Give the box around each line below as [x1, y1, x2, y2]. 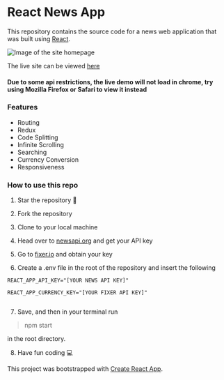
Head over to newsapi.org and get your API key [17, 236, 153, 245]
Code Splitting [17, 133, 58, 142]
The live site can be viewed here [7, 61, 100, 70]
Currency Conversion [17, 155, 79, 164]
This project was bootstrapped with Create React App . [7, 365, 163, 373]
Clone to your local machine [17, 223, 98, 231]
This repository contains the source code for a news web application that [7, 27, 217, 36]
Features [7, 102, 38, 112]
